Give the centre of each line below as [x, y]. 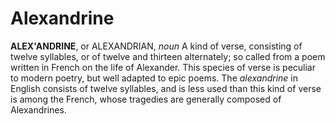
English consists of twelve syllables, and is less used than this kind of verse [166, 88]
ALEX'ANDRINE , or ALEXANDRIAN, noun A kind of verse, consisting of [156, 46]
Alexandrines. [38, 109]
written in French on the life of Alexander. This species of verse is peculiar [163, 67]
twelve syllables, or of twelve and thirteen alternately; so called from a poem [168, 56]
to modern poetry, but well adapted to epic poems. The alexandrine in [154, 78]
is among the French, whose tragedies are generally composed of [146, 99]
